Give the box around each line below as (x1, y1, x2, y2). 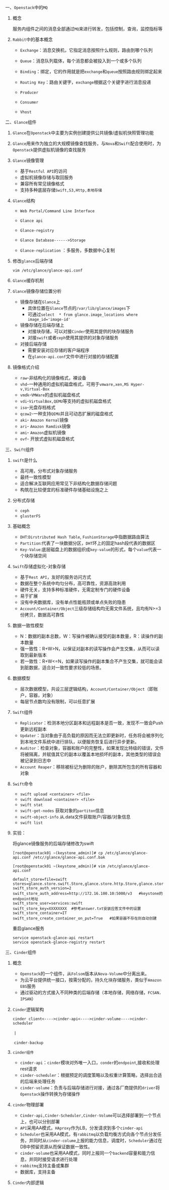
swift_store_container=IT (12, 910, 67, 916)
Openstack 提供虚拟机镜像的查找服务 (12, 147, 87, 152)
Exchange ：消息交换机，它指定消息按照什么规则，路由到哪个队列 (20, 47, 153, 53)
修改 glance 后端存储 (12, 258, 53, 264)
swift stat (20, 802, 43, 807)
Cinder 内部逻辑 (12, 1179, 44, 1185)
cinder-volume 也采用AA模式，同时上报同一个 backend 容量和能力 (20, 1150, 151, 1156)
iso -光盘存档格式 (20, 404, 56, 410)
